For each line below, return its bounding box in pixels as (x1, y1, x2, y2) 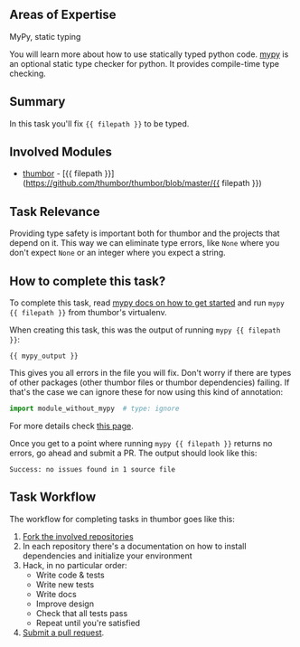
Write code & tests (35, 569, 106, 580)
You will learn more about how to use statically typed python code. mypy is (9, 49, 289, 60)
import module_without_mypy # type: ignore (9, 404, 180, 414)
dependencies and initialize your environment (22, 550, 192, 561)
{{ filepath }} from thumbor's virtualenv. (9, 307, 167, 318)
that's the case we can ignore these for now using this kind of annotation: (9, 387, 284, 398)
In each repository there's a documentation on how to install (22, 540, 247, 551)
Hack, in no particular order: (22, 559, 128, 570)
